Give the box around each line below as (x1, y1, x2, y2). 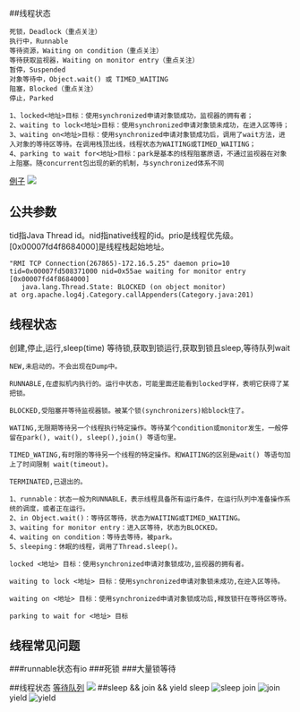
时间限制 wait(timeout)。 (21, 459, 113, 468)
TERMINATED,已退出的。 (9, 477, 88, 486)
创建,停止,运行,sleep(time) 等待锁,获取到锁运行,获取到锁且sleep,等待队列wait (9, 342, 291, 353)
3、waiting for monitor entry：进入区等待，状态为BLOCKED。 (9, 523, 222, 532)
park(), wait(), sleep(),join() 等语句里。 (21, 433, 181, 442)
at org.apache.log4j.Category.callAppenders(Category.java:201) (9, 290, 254, 299)
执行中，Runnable (9, 37, 69, 46)
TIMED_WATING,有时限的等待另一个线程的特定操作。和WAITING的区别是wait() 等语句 (9, 450, 285, 459)
